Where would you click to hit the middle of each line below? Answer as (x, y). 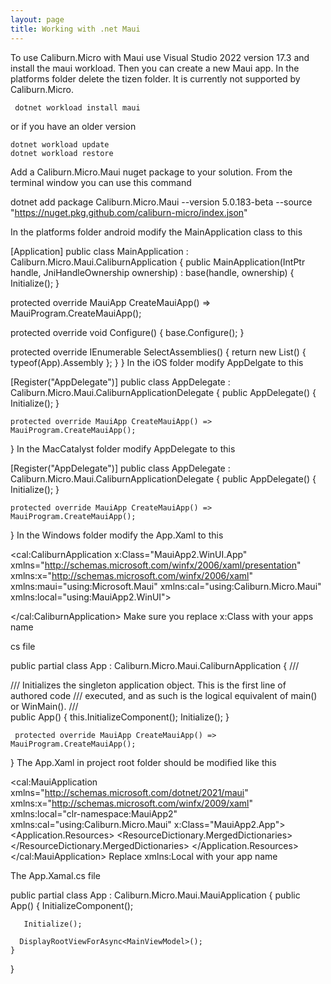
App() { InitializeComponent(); (72, 905)
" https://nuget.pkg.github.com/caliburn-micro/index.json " (129, 212)
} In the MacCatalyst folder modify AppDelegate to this (123, 448)
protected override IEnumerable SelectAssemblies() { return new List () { (158, 352)
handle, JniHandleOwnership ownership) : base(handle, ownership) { (152, 272)
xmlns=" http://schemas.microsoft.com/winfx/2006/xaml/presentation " (156, 565)
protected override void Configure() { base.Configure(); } (127, 332)
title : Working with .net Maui (75, 29)
